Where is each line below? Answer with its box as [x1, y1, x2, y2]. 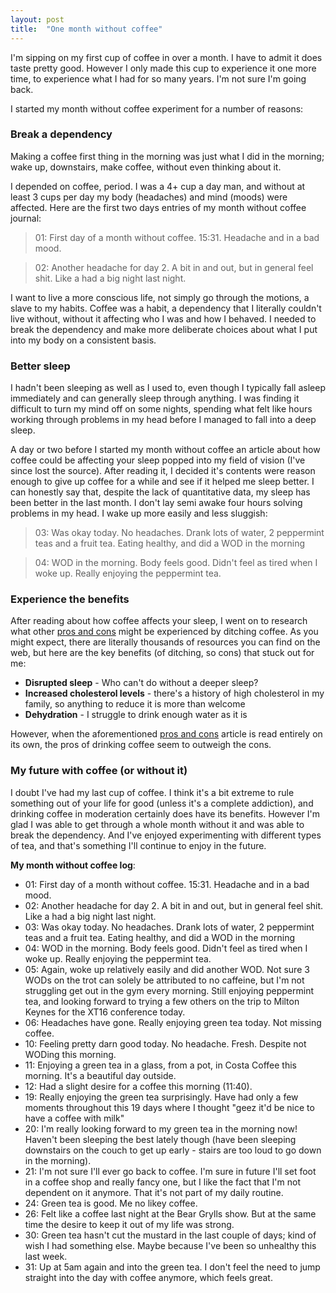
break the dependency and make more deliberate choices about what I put [10, 323, 318, 335]
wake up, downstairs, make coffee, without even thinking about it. [10, 161, 282, 173]
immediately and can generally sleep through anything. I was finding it [10, 392, 300, 405]
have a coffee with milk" [24, 1112, 125, 1124]
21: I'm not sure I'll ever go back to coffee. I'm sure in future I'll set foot [24, 1165, 317, 1177]
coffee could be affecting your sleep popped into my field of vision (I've [10, 454, 306, 466]
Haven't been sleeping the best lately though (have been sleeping [24, 1133, 297, 1145]
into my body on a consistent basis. [10, 334, 157, 346]
